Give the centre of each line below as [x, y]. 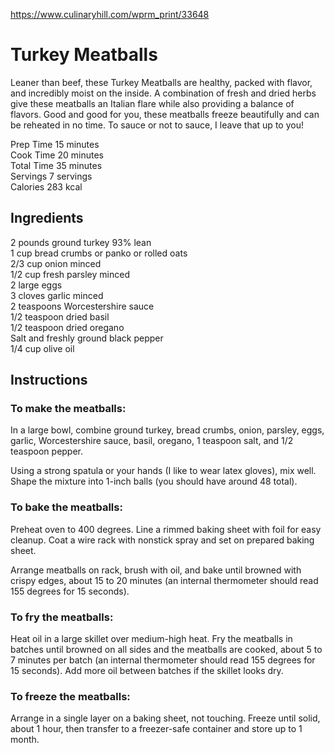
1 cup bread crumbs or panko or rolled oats [99, 253]
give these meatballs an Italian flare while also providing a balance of [152, 103]
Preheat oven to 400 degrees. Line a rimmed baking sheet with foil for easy [166, 529]
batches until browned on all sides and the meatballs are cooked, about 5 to [166, 650]
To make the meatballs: [68, 409]
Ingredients [47, 218]
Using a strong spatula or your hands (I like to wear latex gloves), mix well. [163, 471]
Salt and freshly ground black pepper [87, 338]
